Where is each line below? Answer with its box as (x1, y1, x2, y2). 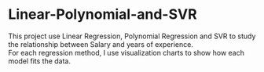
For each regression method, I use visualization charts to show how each (8, 48, 245, 57)
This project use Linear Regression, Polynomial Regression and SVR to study (8, 31, 256, 41)
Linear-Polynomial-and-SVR (8, 5, 198, 23)
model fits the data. (8, 56, 71, 66)
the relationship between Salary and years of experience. (8, 39, 194, 49)
